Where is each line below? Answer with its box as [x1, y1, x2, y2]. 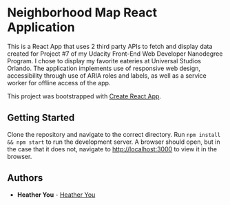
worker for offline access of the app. [7, 78, 111, 87]
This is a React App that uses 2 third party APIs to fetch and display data [7, 42, 213, 50]
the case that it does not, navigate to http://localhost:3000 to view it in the [7, 144, 218, 153]
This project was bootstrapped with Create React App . [7, 91, 162, 100]
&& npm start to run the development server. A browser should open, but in [7, 138, 220, 146]
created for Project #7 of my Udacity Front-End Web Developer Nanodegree [7, 50, 223, 58]
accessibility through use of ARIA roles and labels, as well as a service [7, 71, 207, 80]
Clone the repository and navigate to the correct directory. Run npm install [7, 130, 221, 138]
